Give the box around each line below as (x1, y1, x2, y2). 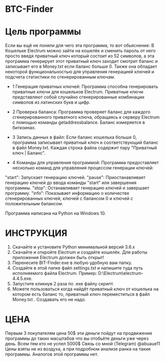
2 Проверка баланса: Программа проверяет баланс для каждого (12, 109, 151, 115)
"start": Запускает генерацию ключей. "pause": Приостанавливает (5, 175, 146, 181)
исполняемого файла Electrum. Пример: (12, 271, 97, 276)
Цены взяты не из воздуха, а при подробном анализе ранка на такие (5, 346, 151, 352)
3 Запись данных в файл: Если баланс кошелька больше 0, (12, 135, 137, 140)
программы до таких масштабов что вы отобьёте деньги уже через (5, 335, 149, 341)
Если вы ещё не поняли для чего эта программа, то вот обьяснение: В (5, 43, 155, 48)
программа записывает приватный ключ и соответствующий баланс (12, 139, 159, 145)
